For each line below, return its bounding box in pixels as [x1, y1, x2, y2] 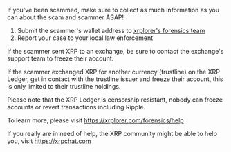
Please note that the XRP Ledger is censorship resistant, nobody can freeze [7, 96, 223, 104]
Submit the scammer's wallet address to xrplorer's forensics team [17, 27, 205, 34]
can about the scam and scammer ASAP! [7, 13, 124, 21]
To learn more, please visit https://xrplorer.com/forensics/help [7, 116, 185, 124]
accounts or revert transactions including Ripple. [7, 103, 146, 111]
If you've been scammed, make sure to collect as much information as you [7, 6, 220, 14]
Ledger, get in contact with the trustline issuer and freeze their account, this [7, 75, 223, 83]
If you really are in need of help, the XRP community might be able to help [7, 130, 218, 138]
